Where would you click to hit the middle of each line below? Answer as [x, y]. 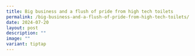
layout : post [22, 28]
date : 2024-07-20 [28, 22]
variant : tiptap [26, 44]
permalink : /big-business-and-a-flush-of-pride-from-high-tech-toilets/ [98, 17]
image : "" [18, 38]
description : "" [26, 33]
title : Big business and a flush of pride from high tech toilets [90, 11]
